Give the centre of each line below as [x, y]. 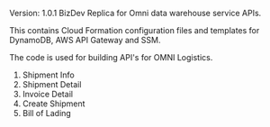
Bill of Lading [47, 113]
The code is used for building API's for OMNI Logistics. [111, 57]
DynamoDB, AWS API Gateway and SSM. [85, 40]
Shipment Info [48, 75]
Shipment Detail [52, 84]
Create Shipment [54, 104]
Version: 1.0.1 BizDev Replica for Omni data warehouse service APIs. [135, 13]
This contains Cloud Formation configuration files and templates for [135, 30]
